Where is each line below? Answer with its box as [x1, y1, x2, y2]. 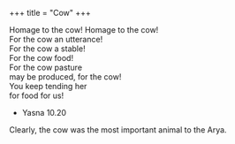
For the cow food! [9, 53, 73, 63]
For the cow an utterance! [9, 34, 103, 44]
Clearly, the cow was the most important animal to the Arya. [9, 125, 227, 135]
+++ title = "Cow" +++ [9, 8, 91, 18]
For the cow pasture [9, 62, 82, 72]
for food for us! [9, 90, 64, 101]
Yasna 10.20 [21, 108, 67, 117]
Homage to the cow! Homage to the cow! [9, 25, 159, 34]
